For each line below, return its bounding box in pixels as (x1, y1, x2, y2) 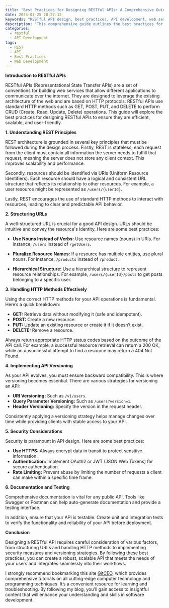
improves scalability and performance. (5, 160, 85, 166)
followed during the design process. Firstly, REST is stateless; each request (5, 144, 161, 151)
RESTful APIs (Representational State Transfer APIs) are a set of (5, 82, 138, 88)
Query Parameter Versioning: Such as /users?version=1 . (12, 398, 132, 404)
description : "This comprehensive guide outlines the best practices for (5, 21, 163, 27)
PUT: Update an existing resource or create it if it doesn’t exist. (12, 322, 143, 328)
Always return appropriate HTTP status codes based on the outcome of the (5, 337, 161, 343)
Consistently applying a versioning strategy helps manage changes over (5, 413, 155, 420)
